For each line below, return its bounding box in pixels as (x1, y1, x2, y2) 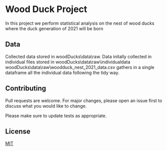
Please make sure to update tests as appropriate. (5, 112, 107, 119)
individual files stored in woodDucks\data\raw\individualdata (5, 59, 131, 65)
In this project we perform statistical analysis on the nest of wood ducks (5, 20, 154, 26)
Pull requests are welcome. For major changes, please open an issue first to (5, 97, 162, 104)
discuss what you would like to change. (5, 103, 87, 109)
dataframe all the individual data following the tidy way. (5, 69, 120, 75)
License (5, 127, 31, 135)
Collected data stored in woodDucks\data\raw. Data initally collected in (5, 53, 152, 59)
